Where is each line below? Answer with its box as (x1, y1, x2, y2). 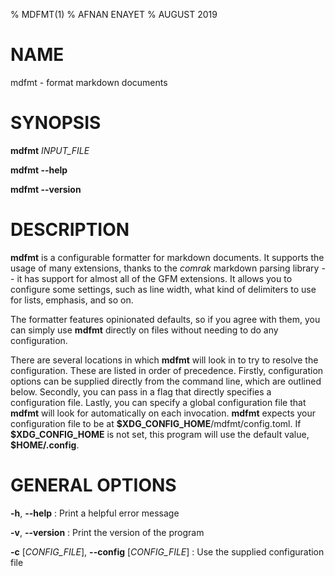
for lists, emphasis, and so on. (10, 294, 134, 306)
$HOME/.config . (10, 439, 80, 451)
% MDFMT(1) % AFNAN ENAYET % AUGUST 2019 (10, 9, 218, 20)
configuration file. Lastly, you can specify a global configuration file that (10, 396, 307, 408)
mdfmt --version (10, 183, 82, 195)
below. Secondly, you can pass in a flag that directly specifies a (10, 385, 272, 398)
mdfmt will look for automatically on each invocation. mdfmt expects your (10, 407, 317, 419)
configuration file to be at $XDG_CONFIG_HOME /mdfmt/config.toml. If (10, 417, 302, 429)
